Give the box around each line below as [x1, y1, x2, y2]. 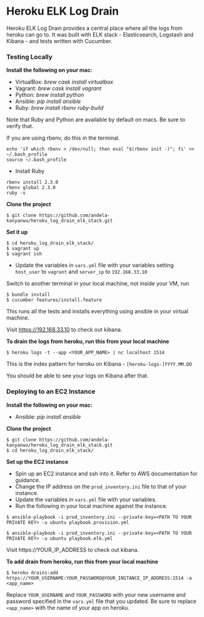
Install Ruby [15, 168, 44, 175]
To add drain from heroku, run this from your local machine [6, 558, 158, 565]
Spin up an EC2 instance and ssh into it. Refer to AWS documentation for [15, 469, 198, 477]
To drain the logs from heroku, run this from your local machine [6, 338, 169, 345]
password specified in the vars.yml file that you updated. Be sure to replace [6, 597, 197, 605]
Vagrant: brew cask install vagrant [15, 85, 102, 92]
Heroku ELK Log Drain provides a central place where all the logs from [6, 24, 183, 32]
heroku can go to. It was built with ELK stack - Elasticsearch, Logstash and [6, 30, 194, 38]
